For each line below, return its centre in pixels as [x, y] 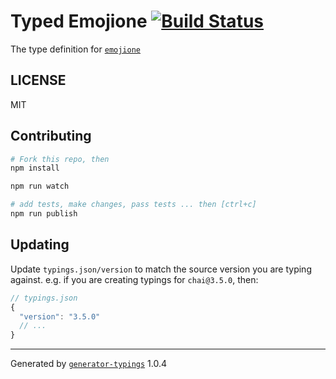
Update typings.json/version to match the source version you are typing [161, 269]
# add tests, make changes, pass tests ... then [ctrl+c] [133, 205]
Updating [40, 245]
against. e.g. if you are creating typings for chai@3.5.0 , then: [134, 279]
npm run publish [44, 214]
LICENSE [38, 80]
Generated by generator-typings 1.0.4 [88, 364]
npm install [35, 168]
